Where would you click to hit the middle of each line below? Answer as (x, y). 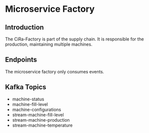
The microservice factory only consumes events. (55, 71)
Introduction (25, 27)
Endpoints (21, 60)
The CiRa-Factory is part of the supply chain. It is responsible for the (74, 39)
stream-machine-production (41, 120)
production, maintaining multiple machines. (49, 44)
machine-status (28, 99)
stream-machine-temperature (42, 125)
